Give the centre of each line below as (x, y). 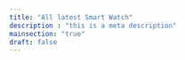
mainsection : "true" (48, 34)
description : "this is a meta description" (93, 26)
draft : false (33, 42)
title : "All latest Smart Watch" (71, 17)
